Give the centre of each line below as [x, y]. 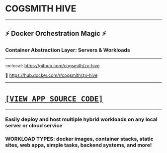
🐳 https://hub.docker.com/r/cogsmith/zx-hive [51, 75]
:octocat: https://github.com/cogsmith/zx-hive [52, 65]
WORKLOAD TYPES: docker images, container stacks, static [80, 139]
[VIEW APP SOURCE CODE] [54, 99]
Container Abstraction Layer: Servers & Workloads [68, 50]
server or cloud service [34, 126]
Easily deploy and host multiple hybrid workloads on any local [81, 119]
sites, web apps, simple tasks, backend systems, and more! [79, 145]
